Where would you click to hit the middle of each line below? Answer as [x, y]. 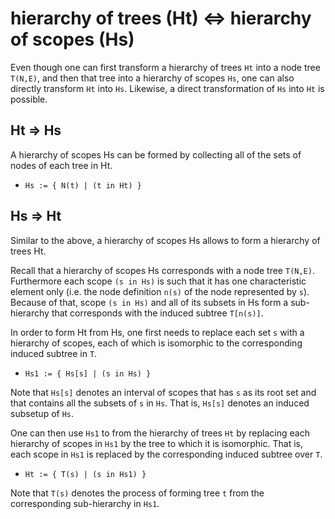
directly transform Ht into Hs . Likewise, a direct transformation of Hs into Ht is [167, 88]
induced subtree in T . [54, 353]
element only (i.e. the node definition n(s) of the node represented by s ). [160, 291]
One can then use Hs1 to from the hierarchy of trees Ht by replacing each [160, 433]
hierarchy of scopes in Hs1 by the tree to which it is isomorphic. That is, [156, 443]
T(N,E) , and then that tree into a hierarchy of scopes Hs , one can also [152, 78]
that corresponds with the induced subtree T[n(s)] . [157, 313]
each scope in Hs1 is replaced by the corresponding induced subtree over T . [166, 454]
